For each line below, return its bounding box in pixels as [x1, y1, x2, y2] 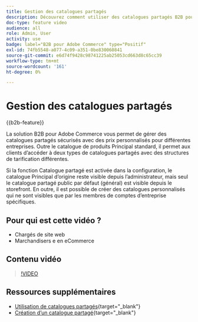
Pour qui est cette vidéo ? [6, 215, 101, 225]
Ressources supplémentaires [6, 287, 116, 297]
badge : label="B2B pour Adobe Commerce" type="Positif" [6, 42, 146, 48]
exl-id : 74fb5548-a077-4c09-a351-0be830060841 [6, 47, 123, 53]
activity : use [6, 36, 41, 42]
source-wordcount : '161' [6, 63, 67, 70]
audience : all [6, 25, 41, 31]
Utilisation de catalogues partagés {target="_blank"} [14, 303, 141, 310]
